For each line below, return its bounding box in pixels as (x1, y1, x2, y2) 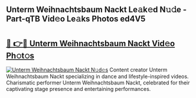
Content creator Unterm (109, 66, 168, 73)
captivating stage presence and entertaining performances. (6, 86, 151, 92)
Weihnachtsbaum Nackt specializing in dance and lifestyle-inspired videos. (6, 73, 189, 80)
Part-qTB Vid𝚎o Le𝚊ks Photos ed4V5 (6, 14, 146, 24)
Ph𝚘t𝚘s (6, 50, 34, 61)
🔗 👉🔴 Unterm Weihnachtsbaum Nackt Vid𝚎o (6, 38, 175, 48)
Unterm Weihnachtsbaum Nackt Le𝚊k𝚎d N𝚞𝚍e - (6, 5, 187, 15)
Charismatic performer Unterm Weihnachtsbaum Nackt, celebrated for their (6, 79, 190, 86)
